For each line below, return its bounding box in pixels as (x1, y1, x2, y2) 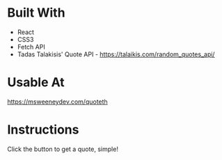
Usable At (7, 74, 65, 90)
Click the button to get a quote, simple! (7, 145, 118, 153)
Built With (7, 5, 65, 21)
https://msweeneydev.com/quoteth (7, 97, 108, 106)
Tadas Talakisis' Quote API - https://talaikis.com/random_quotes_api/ (17, 50, 215, 58)
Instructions (7, 122, 79, 138)
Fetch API (17, 42, 45, 51)
